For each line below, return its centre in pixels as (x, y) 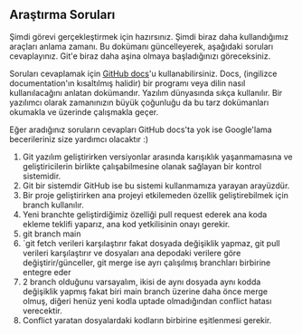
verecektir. (42, 311)
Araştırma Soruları (62, 15)
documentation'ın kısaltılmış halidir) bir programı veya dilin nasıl (127, 83)
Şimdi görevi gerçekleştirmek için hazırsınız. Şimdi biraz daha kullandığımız (149, 36)
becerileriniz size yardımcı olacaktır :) (79, 139)
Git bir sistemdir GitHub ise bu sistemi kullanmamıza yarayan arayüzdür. (156, 186)
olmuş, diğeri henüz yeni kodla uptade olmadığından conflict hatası (147, 301)
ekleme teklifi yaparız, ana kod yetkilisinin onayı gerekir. (126, 224)
